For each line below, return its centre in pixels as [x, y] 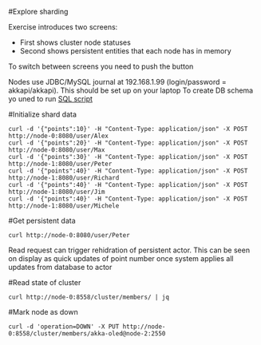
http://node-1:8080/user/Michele [64, 206]
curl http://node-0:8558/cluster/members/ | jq [89, 297]
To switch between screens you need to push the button [101, 66]
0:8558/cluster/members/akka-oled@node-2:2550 [87, 334]
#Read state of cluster [45, 282]
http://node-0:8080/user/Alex [59, 136]
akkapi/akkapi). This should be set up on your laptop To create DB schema [131, 90]
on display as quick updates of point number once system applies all [121, 258]
